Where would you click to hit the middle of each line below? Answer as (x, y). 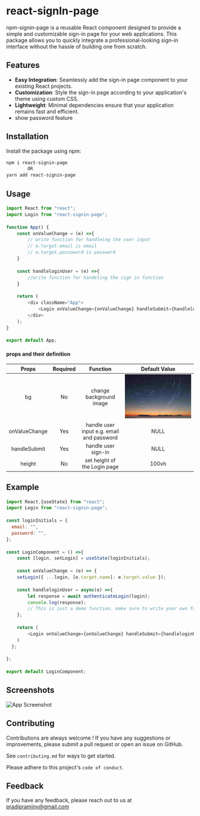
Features (23, 65)
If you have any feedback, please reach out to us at (69, 800)
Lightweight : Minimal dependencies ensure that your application (94, 105)
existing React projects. (43, 86)
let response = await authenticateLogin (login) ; (89, 596)
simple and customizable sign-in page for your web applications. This (92, 33)
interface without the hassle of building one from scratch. (76, 47)
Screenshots (30, 690)
